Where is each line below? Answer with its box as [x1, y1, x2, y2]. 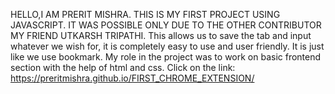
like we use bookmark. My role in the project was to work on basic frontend [10, 51, 322, 63]
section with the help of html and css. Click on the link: [10, 62, 236, 73]
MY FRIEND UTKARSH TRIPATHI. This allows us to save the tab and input [10, 30, 312, 41]
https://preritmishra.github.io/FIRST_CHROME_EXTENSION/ [10, 72, 255, 84]
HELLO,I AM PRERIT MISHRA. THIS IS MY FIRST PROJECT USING [10, 9, 281, 20]
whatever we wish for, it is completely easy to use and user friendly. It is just [10, 40, 325, 52]
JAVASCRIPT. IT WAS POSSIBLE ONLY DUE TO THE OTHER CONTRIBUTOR [10, 19, 322, 31]
